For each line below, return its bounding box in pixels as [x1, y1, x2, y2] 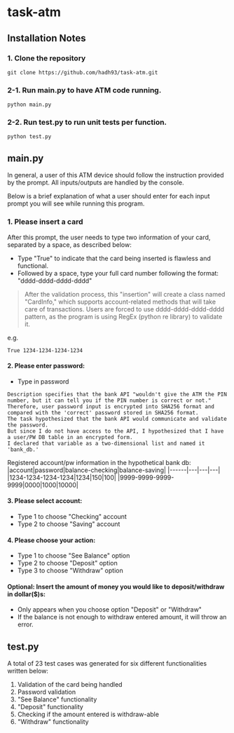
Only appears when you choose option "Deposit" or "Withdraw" [17, 605, 202, 614]
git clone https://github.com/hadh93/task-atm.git [7, 69, 158, 76]
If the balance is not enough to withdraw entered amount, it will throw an [17, 613, 227, 621]
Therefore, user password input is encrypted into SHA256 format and [7, 403, 215, 410]
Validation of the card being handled [17, 680, 123, 689]
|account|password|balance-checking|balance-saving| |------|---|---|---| [7, 466, 221, 474]
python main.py [7, 101, 52, 109]
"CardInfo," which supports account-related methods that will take [24, 297, 216, 306]
